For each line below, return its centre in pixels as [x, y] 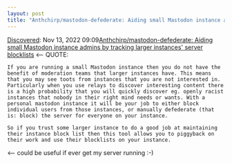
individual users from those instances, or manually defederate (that [111, 109]
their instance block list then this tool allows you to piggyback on [111, 134]
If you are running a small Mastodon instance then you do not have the [114, 67]
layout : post [26, 13]
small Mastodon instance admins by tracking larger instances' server [105, 47]
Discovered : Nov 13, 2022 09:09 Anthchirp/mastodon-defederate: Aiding [110, 39]
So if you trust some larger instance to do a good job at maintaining [112, 128]
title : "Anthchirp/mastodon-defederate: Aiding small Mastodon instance [114, 20]
